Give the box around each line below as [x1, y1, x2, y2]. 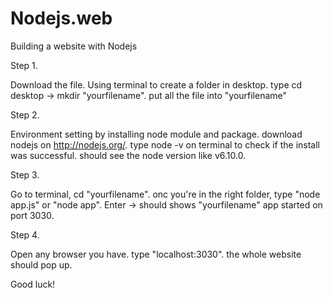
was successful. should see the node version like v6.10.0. [10, 149, 247, 161]
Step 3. [10, 168, 40, 181]
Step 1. [10, 59, 38, 71]
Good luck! [10, 278, 56, 290]
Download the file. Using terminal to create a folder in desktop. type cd [10, 78, 303, 91]
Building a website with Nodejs [10, 40, 138, 52]
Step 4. [10, 228, 40, 241]
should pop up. [10, 258, 73, 271]
